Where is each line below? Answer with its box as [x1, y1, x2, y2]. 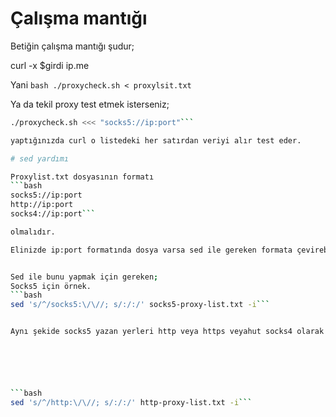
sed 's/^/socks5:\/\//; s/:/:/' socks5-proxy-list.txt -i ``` [10, 300, 271, 310]
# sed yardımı [10, 153, 70, 164]
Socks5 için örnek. [10, 281, 92, 291]
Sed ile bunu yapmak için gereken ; [10, 272, 159, 282]
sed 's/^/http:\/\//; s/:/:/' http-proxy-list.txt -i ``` [10, 397, 253, 407]
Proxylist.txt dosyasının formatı [10, 172, 155, 182]
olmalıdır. [10, 227, 56, 237]
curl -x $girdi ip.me [10, 59, 90, 71]
